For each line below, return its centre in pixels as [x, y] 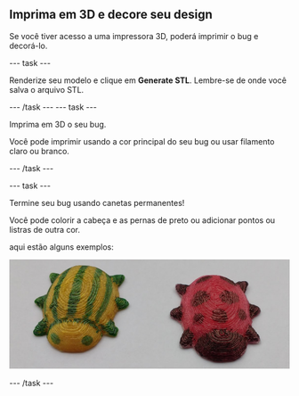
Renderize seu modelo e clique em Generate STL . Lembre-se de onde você [148, 80]
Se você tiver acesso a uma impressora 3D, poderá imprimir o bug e [134, 36]
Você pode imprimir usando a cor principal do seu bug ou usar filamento [142, 141]
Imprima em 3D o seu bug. [58, 124]
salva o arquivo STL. [47, 89]
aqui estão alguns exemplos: [61, 247]
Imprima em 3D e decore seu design [111, 15]
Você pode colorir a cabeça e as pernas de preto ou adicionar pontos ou [142, 220]
